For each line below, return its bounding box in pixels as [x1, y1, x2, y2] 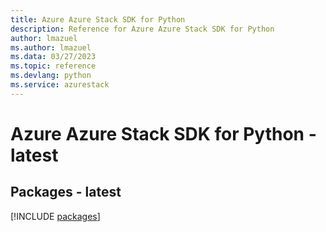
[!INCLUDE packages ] [10, 210, 101, 222]
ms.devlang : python [10, 71, 92, 81]
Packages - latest [10, 184, 122, 201]
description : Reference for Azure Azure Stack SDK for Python [10, 24, 275, 34]
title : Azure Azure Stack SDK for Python [10, 14, 186, 25]
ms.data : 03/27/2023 [10, 52, 97, 62]
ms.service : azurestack [10, 80, 110, 90]
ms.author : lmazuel [10, 42, 92, 53]
